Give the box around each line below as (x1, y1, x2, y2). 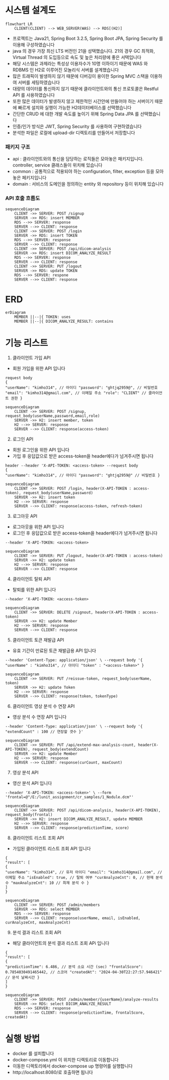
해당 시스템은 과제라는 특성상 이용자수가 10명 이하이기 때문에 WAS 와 (12, 60, 148, 66)
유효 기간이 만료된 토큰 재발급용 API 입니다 (12, 648, 97, 654)
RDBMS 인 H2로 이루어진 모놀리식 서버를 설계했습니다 (12, 66, 119, 73)
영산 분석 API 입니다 (12, 780, 52, 786)
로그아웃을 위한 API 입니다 (12, 524, 64, 530)
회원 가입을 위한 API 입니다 (12, 366, 65, 372)
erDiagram (5, 310, 26, 315)
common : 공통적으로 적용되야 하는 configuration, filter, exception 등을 (12, 168, 155, 174)
